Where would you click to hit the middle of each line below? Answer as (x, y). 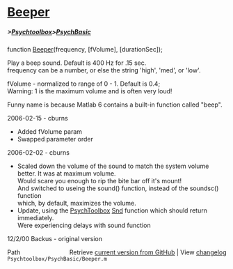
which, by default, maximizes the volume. (77, 203)
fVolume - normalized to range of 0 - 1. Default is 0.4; (84, 84)
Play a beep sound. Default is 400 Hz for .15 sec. (77, 63)
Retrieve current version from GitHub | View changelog (148, 252)
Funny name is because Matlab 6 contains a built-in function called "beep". (115, 105)
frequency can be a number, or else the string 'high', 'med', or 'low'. (104, 70)
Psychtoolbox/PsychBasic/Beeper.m (57, 259)
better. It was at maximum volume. (66, 174)
